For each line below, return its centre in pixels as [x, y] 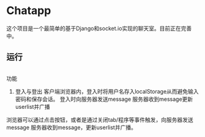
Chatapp [29, 11]
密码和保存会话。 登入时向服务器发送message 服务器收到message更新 [104, 99]
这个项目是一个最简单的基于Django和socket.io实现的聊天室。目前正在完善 [99, 28]
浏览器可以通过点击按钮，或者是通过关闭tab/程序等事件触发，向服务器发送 [100, 119]
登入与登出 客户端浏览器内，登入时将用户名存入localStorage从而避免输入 [107, 91]
